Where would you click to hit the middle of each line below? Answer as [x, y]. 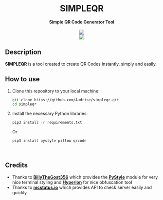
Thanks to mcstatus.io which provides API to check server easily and [82, 187]
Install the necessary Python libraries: [50, 114]
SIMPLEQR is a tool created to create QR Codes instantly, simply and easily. [81, 64]
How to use [22, 79]
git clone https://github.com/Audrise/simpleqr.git [65, 100]
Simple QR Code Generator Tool [82, 22]
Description [23, 52]
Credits [17, 165]
